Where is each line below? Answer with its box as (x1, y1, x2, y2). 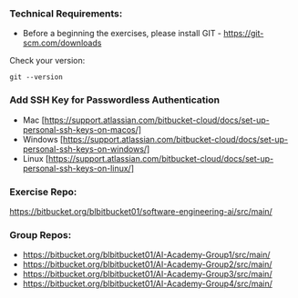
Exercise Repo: (9, 185, 77, 198)
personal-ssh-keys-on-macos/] (22, 124, 142, 134)
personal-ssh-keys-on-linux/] (22, 163, 135, 174)
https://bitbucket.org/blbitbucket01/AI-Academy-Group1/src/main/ (22, 249, 271, 261)
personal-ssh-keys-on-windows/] (22, 144, 150, 154)
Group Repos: (9, 228, 72, 241)
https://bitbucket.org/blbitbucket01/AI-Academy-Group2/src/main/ (22, 259, 272, 270)
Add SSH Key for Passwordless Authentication (9, 94, 221, 106)
